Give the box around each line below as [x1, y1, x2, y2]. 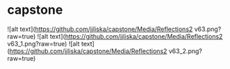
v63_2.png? [168, 47, 203, 55]
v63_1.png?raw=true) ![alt [7, 39, 80, 48]
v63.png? [194, 25, 222, 33]
